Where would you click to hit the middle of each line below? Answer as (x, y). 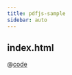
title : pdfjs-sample (37, 13)
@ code (17, 64)
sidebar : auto (27, 20)
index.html (31, 48)
